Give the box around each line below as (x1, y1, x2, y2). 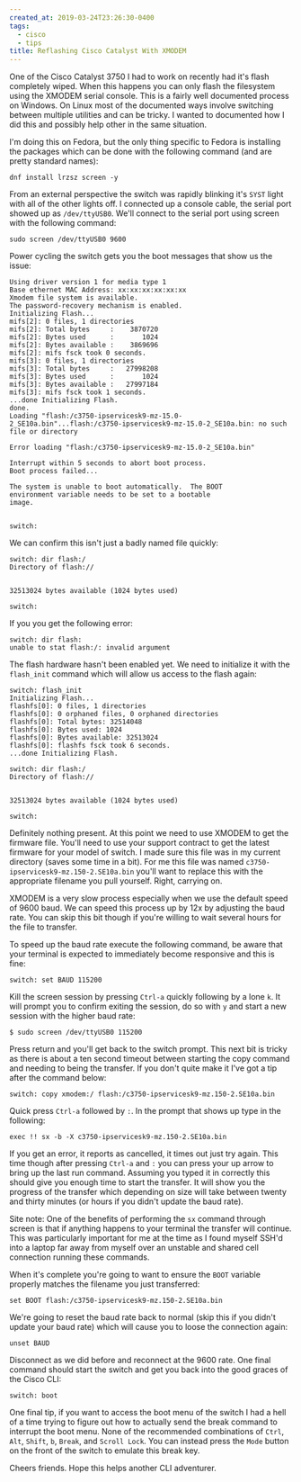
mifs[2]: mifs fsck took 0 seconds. (9, 348, 146, 358)
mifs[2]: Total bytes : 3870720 (9, 325, 159, 334)
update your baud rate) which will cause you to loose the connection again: (9, 1322, 288, 1333)
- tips (17, 38, 42, 48)
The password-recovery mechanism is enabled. (9, 301, 182, 310)
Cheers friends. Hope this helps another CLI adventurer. (9, 1463, 217, 1474)
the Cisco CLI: (9, 1374, 62, 1385)
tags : (9, 22, 30, 31)
